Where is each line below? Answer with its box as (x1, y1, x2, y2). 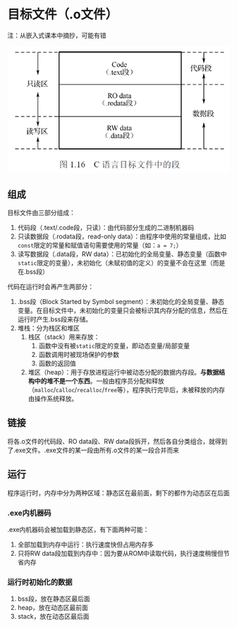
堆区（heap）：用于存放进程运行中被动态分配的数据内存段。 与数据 (28, 367, 219, 376)
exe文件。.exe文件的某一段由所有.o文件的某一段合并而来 (15, 446, 180, 454)
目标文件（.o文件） (7, 6, 119, 23)
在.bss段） (17, 267, 49, 276)
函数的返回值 (38, 359, 76, 367)
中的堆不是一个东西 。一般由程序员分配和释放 (34, 377, 164, 385)
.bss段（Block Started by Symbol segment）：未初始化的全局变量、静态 (17, 297, 224, 305)
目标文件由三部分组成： (7, 208, 75, 217)
